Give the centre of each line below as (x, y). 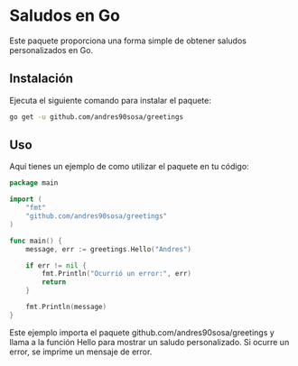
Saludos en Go (65, 16)
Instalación (42, 79)
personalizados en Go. (51, 50)
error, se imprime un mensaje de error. (81, 352)
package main (34, 183)
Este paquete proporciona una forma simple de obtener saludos (128, 41)
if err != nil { (56, 265)
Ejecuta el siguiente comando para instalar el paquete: (111, 100)
